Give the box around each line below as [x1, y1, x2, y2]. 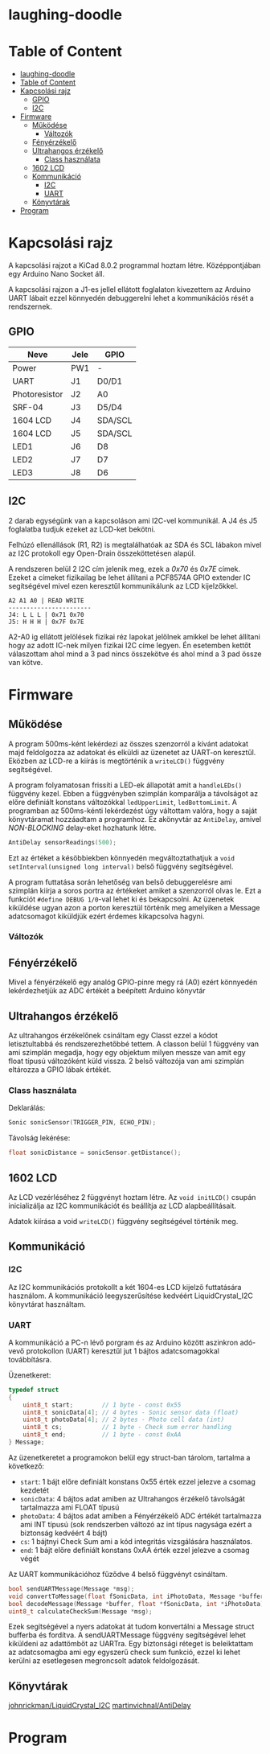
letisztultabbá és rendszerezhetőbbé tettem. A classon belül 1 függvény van [8, 1039, 260, 1049]
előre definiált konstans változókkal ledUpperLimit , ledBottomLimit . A [8, 797, 237, 807]
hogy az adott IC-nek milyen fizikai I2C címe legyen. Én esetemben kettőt [8, 640, 252, 650]
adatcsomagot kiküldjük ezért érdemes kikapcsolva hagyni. [8, 911, 205, 921]
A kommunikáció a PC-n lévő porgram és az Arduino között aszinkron [8, 1337, 239, 1347]
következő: [8, 1461, 45, 1471]
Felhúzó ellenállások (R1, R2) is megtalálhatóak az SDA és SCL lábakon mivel [8, 540, 262, 549]
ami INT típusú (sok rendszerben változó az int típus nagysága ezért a [19, 1519, 252, 1529]
